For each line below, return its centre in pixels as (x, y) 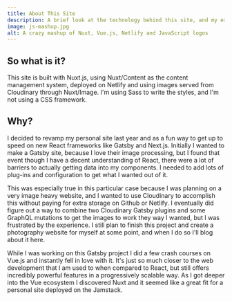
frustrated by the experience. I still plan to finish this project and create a (110, 225)
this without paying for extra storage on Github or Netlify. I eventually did (110, 203)
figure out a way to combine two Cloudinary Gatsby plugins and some (106, 210)
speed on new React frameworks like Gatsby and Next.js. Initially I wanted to (116, 145)
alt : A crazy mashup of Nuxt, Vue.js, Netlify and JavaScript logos (108, 33)
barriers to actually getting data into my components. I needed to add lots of (116, 167)
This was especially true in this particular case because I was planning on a (115, 188)
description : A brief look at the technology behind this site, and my (112, 20)
